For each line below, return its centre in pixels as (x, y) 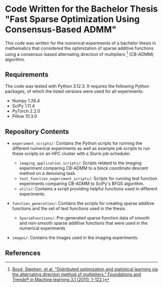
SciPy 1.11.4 (23, 106)
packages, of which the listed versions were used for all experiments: (74, 91)
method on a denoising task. (48, 173)
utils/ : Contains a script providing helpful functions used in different (88, 189)
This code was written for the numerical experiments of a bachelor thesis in (81, 43)
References (23, 253)
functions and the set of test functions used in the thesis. (69, 209)
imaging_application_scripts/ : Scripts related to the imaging (80, 163)
